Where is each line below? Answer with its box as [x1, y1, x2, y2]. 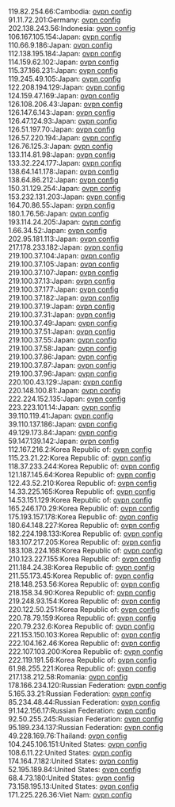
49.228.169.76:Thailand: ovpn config [8, 731, 127, 740]
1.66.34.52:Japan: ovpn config [8, 226, 108, 235]
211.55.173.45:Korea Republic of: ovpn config [8, 571, 154, 580]
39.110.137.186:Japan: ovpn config [8, 419, 118, 429]
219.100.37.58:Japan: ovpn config [8, 344, 117, 353]
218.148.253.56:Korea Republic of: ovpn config [8, 579, 161, 589]
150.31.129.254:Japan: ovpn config [8, 184, 121, 193]
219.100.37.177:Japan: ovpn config [8, 285, 119, 294]
